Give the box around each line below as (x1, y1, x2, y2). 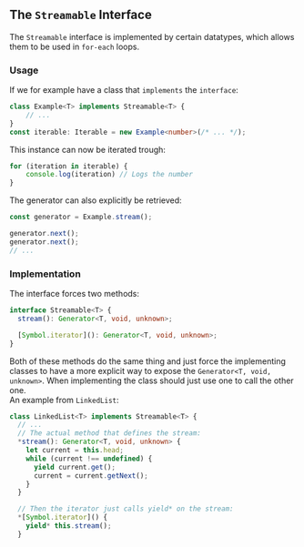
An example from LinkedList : (9, 394, 120, 405)
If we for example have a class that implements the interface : (9, 85, 238, 96)
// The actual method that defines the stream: (17, 429, 202, 438)
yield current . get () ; (33, 462, 117, 471)
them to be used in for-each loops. (9, 41, 140, 52)
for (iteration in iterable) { (9, 161, 128, 171)
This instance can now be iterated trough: (9, 144, 167, 155)
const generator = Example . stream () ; (9, 213, 153, 222)
